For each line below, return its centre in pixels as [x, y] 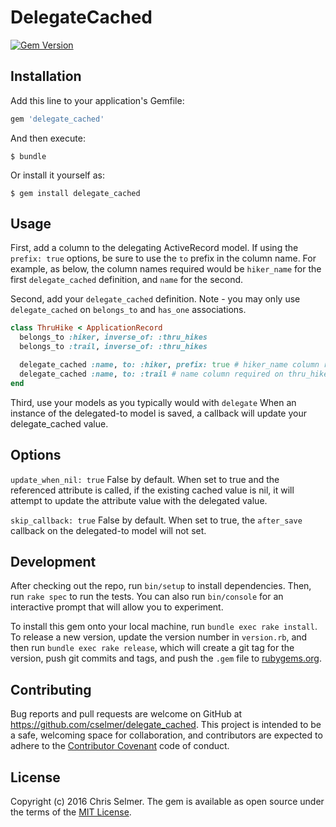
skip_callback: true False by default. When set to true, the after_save [156, 520]
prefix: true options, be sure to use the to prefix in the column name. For [163, 258]
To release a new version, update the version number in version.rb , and [159, 637]
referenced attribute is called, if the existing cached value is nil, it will [152, 490]
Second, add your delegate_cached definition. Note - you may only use [155, 299]
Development [53, 561]
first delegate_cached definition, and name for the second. [127, 280]
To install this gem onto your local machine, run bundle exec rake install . [164, 627]
